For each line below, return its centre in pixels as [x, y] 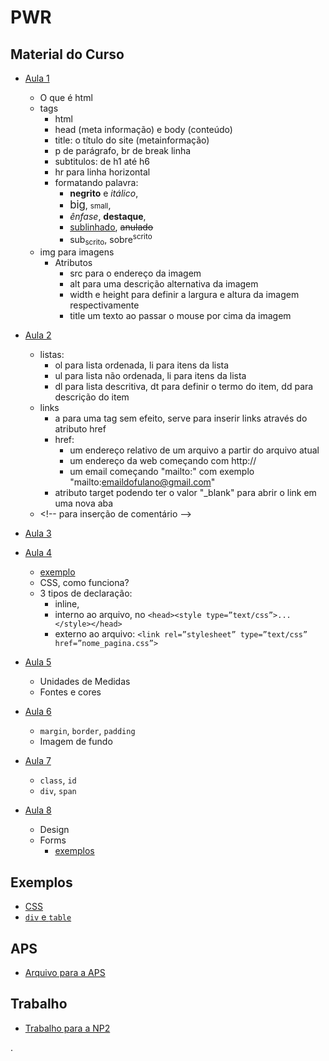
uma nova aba [84, 503]
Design [54, 830]
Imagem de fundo [76, 742]
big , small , [90, 204]
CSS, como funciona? [84, 583]
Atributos [73, 263]
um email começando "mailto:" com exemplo [162, 472]
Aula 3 [38, 533]
